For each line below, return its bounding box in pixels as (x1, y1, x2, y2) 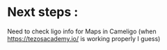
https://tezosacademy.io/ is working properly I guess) (7, 34, 161, 42)
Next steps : (7, 4, 79, 20)
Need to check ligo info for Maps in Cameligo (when (7, 27, 157, 35)
